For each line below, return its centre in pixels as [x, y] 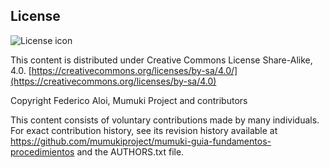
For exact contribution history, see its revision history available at [144, 130]
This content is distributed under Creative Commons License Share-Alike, [161, 60]
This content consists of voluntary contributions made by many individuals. [165, 120]
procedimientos [42, 151]
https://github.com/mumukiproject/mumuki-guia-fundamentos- [141, 141]
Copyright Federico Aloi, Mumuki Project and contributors [129, 100]
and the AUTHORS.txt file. [130, 151]
